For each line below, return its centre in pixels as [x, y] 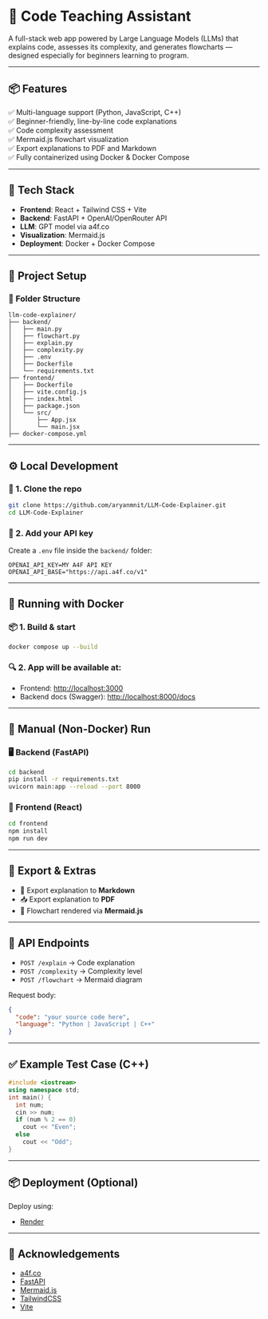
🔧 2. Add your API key [51, 533]
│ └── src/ [30, 413]
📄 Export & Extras [52, 871]
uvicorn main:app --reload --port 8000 [75, 787]
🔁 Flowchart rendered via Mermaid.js [81, 910]
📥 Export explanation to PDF [67, 899]
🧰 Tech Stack [41, 190]
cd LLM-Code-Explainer [46, 513]
